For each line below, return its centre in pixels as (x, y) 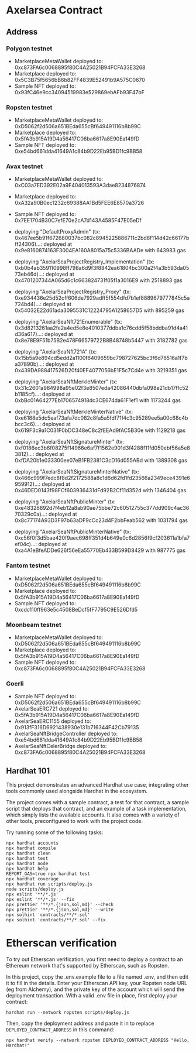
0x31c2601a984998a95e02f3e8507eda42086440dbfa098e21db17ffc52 (102, 388)
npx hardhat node (27, 864)
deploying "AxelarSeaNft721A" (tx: (56, 352)
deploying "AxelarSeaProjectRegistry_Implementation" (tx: (85, 262)
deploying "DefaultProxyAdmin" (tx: (57, 232)
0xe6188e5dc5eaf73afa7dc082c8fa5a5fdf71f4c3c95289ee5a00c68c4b (101, 418)
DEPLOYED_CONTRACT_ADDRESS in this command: (60, 1030)
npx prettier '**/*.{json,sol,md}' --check (60, 905)
